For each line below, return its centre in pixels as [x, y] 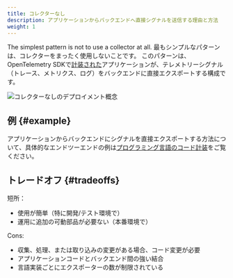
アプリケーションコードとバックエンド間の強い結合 [90, 259]
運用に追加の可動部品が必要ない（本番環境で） [84, 222]
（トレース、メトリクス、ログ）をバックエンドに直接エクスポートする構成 [114, 73]
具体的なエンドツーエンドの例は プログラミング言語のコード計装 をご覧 [125, 147]
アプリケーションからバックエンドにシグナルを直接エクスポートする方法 [111, 139]
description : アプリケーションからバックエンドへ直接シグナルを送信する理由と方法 [113, 20]
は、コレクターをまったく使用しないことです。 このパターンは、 [99, 56]
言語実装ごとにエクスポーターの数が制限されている [90, 267]
